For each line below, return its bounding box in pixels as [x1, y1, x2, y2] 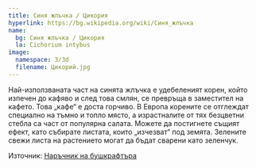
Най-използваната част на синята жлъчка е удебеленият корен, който [8, 85, 248, 94]
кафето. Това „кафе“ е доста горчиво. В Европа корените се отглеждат [8, 101, 249, 111]
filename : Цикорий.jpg [15, 63, 91, 71]
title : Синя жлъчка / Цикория [8, 11, 109, 20]
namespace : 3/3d [15, 56, 69, 64]
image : [8, 48, 30, 56]
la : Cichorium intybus [15, 41, 91, 49]
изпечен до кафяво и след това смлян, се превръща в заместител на [8, 93, 244, 103]
